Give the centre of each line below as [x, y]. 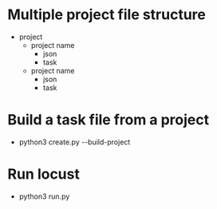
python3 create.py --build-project [75, 142]
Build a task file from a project [108, 120]
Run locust [44, 174]
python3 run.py [44, 196]
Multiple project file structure [107, 15]
